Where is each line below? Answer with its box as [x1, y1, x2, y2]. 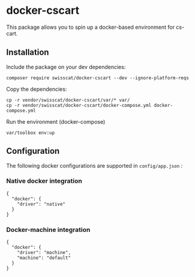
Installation [6, 47, 49, 58]
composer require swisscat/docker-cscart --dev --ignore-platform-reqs [6, 75, 189, 81]
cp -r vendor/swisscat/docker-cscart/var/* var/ [6, 97, 130, 103]
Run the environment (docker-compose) [6, 118, 106, 125]
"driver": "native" [17, 201, 66, 207]
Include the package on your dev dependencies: [6, 63, 126, 70]
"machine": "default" [17, 255, 71, 261]
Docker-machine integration [6, 225, 91, 234]
